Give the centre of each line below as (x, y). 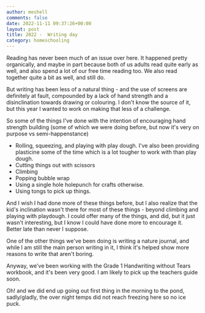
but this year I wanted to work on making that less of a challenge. (89, 109)
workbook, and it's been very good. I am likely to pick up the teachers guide (102, 272)
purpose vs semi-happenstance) (47, 134)
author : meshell (27, 12)
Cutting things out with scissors (55, 165)
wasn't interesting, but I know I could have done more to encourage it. (95, 222)
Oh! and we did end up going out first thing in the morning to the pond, (95, 291)
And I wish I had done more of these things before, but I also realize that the (102, 203)
